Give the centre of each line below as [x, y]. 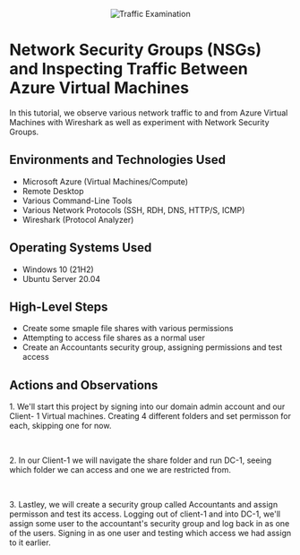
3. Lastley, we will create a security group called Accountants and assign [144, 505]
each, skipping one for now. [60, 426]
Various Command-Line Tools [77, 201]
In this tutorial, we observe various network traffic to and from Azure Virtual [149, 113]
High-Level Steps [59, 307]
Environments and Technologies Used [118, 160]
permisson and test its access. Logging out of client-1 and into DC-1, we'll [145, 514]
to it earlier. [30, 542]
